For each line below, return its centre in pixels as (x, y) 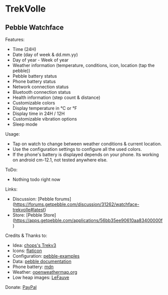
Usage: (13, 134)
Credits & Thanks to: (26, 235)
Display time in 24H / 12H (39, 113)
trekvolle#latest (28, 210)
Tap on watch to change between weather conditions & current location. (87, 144)
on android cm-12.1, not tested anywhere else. (60, 160)
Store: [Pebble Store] (34, 215)
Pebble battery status (35, 76)
